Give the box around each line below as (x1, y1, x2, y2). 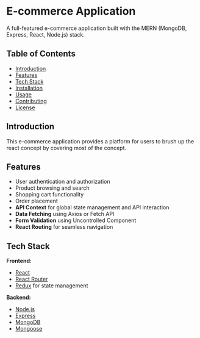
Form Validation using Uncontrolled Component (15, 217, 137, 224)
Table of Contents (6, 49, 76, 59)
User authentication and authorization (15, 178, 111, 185)
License (15, 104, 35, 111)
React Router (15, 276, 48, 283)
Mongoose (15, 325, 43, 333)
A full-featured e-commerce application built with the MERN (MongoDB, (6, 24, 187, 32)
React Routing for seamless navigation (15, 223, 113, 231)
